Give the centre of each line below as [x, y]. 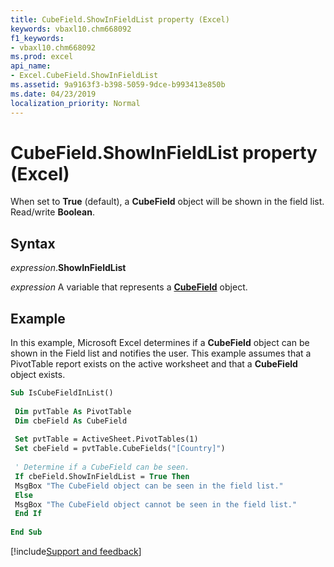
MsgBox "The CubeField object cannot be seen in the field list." [156, 504]
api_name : [31, 66]
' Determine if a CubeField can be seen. [102, 467]
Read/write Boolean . [52, 212]
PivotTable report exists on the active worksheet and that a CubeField [154, 364]
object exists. [38, 375]
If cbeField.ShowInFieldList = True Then [102, 476]
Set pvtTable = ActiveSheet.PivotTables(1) [106, 439]
